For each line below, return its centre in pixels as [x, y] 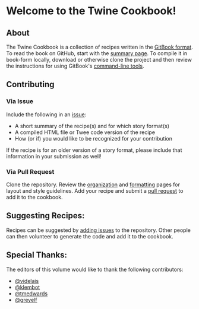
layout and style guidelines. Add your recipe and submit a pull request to [95, 190]
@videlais [27, 281]
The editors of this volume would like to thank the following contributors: [95, 269]
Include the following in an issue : [46, 114]
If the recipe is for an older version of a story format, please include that [94, 150]
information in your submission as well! [54, 156]
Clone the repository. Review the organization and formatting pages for [93, 184]
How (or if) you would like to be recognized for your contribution [94, 138]
